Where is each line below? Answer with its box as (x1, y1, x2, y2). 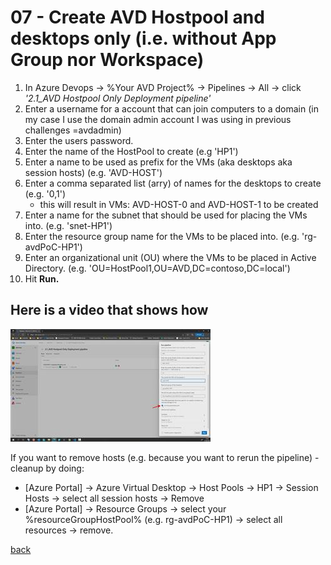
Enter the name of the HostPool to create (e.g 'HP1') (24, 145, 239, 157)
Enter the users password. (24, 134, 134, 146)
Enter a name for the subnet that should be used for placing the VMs (24, 209, 308, 221)
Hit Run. (24, 272, 60, 285)
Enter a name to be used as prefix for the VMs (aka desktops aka (24, 156, 293, 168)
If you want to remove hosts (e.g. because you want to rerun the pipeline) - (10, 451, 320, 463)
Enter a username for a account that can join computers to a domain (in (24, 102, 319, 115)
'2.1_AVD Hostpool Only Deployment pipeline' (24, 92, 212, 104)
